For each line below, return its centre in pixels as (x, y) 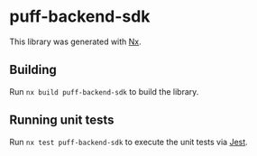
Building (33, 70)
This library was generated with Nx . (75, 41)
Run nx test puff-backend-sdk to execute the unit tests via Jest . (128, 142)
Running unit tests (62, 120)
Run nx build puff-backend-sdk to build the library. (104, 91)
